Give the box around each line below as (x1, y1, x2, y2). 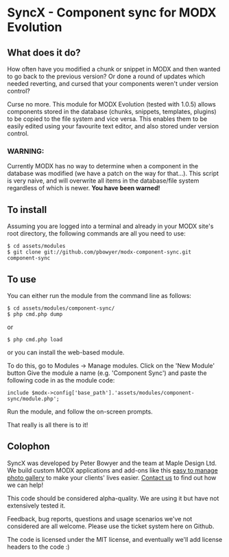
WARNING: (7, 146, 45, 156)
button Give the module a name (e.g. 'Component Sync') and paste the (7, 369, 207, 377)
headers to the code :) (7, 543, 70, 551)
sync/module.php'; (7, 395, 60, 402)
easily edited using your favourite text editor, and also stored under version (7, 122, 219, 130)
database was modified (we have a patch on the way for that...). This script (7, 170, 219, 178)
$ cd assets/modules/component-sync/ (7, 304, 115, 312)
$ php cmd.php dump (7, 310, 63, 317)
